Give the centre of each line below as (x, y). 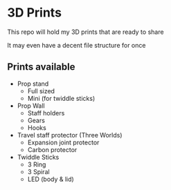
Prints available (41, 67)
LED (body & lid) (51, 179)
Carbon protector (52, 149)
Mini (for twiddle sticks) (61, 98)
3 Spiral (38, 171)
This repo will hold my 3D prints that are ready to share (85, 32)
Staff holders (46, 113)
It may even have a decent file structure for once (76, 45)
